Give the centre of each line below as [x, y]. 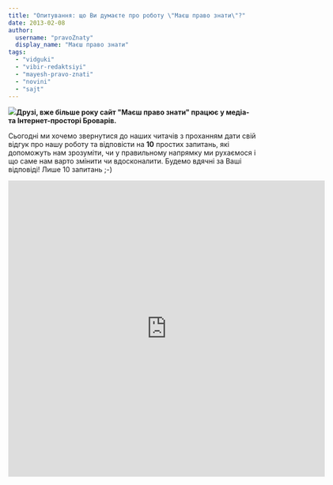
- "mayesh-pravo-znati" [54, 74]
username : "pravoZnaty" [54, 38]
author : [21, 30]
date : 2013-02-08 [37, 23]
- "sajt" [30, 89]
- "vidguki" [35, 60]
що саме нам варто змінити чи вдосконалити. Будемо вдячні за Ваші [125, 161]
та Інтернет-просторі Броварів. [62, 121]
